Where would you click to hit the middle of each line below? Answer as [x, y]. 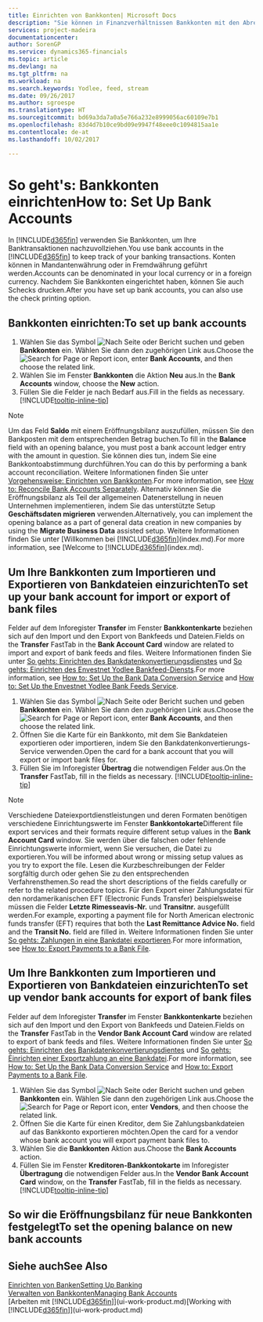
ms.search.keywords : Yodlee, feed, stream [78, 88]
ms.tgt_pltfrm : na [38, 74]
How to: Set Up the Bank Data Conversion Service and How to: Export [121, 1066]
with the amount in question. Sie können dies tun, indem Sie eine [112, 456]
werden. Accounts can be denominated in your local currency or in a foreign [130, 273]
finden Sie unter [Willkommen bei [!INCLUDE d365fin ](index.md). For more [126, 539]
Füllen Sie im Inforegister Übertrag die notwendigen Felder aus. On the [133, 768]
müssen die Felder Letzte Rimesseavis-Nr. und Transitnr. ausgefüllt [119, 907]
